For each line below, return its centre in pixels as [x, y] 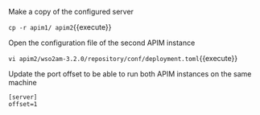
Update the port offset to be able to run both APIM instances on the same [130, 74]
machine [23, 82]
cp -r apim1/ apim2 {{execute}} [60, 27]
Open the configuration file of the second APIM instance [102, 43]
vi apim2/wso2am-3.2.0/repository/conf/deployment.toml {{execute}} [123, 58]
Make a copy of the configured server [71, 12]
